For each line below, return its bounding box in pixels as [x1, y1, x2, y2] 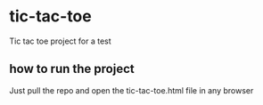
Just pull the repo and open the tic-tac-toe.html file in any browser [9, 85, 254, 95]
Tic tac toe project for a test [9, 36, 111, 46]
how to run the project [9, 61, 136, 77]
